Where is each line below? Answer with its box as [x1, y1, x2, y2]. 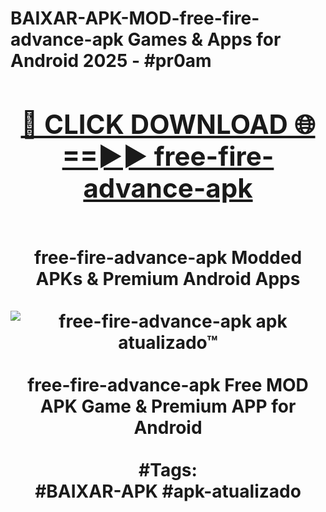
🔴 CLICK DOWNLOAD [20, 107, 288, 141]
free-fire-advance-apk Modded [33, 246, 303, 269]
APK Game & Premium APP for [39, 395, 297, 417]
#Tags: [138, 458, 198, 481]
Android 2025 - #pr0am [10, 50, 212, 72]
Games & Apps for [127, 28, 282, 51]
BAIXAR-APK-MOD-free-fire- [10, 7, 260, 30]
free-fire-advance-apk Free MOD [27, 373, 309, 396]
